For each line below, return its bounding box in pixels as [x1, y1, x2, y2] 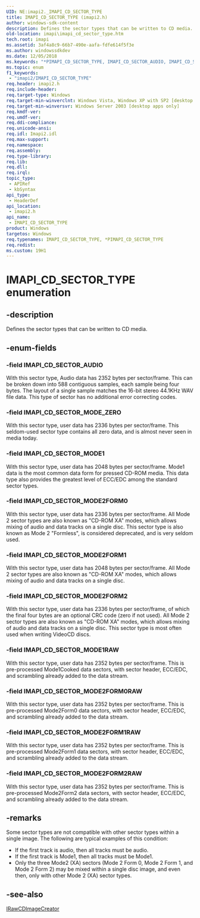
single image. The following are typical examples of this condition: [6, 835, 168, 842]
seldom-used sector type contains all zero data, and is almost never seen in [6, 428, 192, 435]
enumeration [6, 286, 71, 299]
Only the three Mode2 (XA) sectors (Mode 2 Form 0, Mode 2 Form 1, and [14, 859, 193, 867]
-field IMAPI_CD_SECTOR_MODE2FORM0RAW [6, 687, 143, 695]
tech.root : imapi [6, 36, 49, 42]
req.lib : [6, 159, 28, 165]
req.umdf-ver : [6, 114, 42, 120]
